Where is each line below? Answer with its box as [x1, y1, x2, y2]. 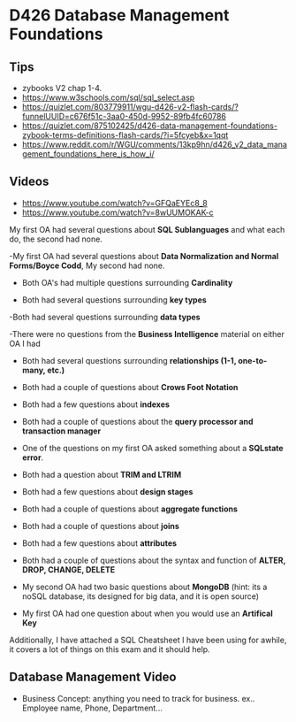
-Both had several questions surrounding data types [9, 311, 201, 322]
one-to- [238, 355, 268, 365]
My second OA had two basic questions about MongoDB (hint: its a [21, 581, 268, 592]
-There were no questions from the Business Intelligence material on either [9, 328, 285, 339]
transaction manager [21, 426, 102, 436]
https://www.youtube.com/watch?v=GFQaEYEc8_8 [21, 197, 208, 208]
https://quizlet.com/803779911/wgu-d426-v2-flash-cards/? [21, 102, 239, 111]
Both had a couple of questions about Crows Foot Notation [21, 381, 239, 392]
